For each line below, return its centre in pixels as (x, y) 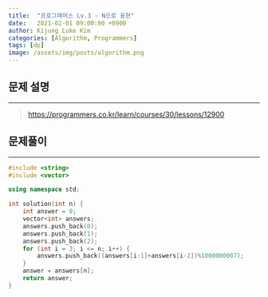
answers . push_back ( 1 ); (60, 234)
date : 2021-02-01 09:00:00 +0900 (67, 23)
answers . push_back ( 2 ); (60, 241)
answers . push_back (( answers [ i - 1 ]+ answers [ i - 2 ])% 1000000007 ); (141, 256)
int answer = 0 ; (50, 212)
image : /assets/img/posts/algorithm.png (77, 53)
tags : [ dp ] (26, 46)
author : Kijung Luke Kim (49, 30)
